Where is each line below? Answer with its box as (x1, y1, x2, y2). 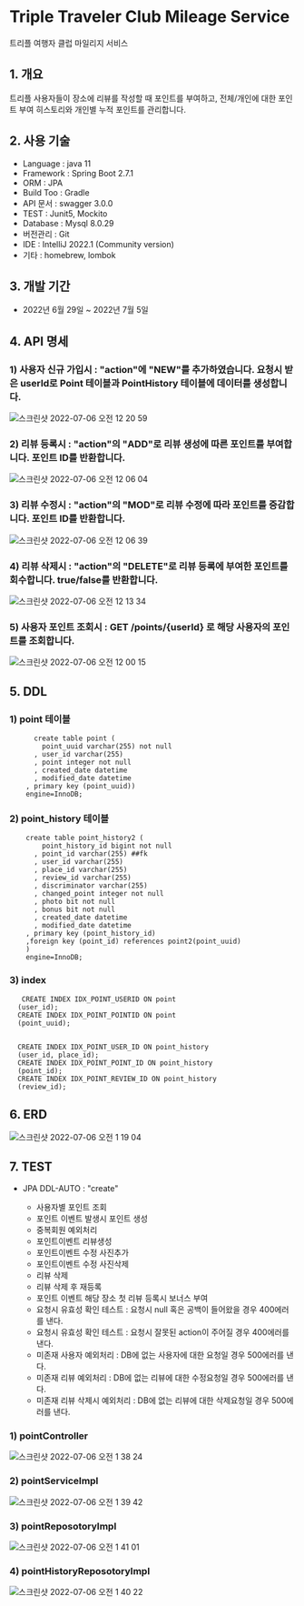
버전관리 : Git (22, 228, 70, 239)
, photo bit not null (33, 898, 116, 907)
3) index (9, 974, 47, 987)
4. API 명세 (9, 334, 69, 349)
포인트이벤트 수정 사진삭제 (35, 1259, 130, 1270)
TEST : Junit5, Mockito (22, 207, 108, 219)
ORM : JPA (22, 177, 64, 188)
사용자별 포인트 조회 (35, 1202, 107, 1213)
